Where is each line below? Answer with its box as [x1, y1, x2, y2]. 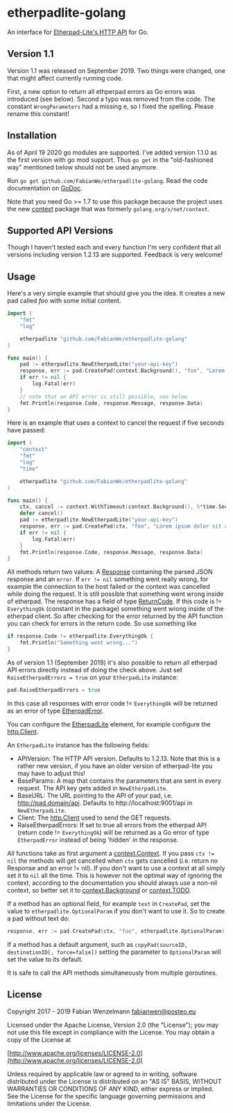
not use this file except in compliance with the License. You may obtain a [7, 1027, 215, 1037]
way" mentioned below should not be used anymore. [7, 163, 158, 171]
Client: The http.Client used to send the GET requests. [17, 813, 172, 822]
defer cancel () [19, 510, 64, 517]
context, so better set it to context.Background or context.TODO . [7, 886, 192, 894]
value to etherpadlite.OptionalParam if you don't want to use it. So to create [7, 907, 225, 915]
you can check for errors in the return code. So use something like [7, 619, 197, 628]
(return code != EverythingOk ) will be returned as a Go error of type [17, 828, 209, 836]
